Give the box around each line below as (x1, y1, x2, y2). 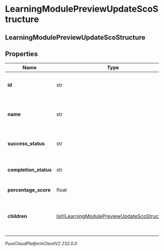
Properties (5, 50, 38, 58)
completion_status (7, 167, 52, 173)
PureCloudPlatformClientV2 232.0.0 (5, 241, 77, 247)
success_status (7, 140, 45, 147)
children (7, 213, 27, 220)
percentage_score (7, 187, 51, 193)
